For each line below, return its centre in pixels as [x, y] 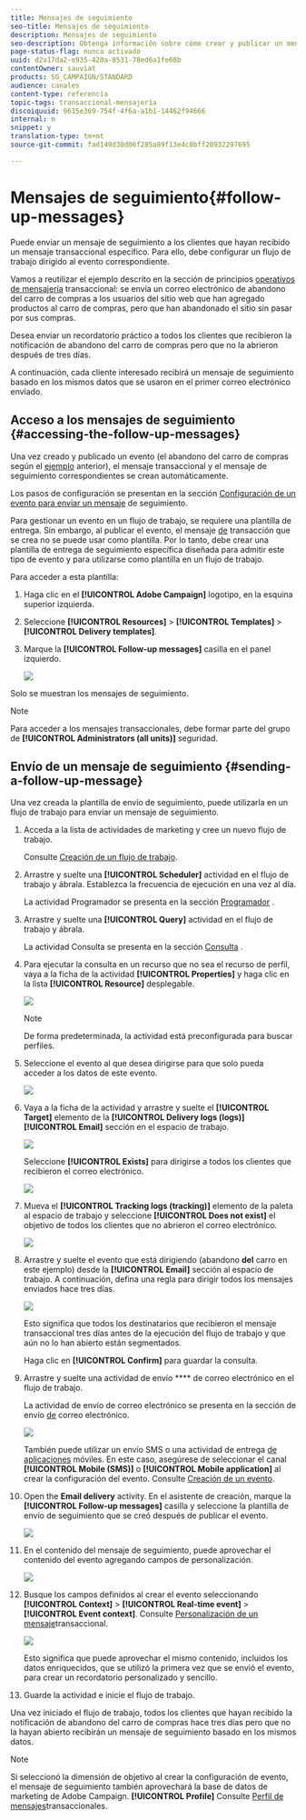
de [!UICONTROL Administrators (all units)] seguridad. [114, 738]
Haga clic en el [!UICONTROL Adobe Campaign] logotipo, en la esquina [158, 594]
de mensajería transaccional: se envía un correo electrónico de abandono [148, 288]
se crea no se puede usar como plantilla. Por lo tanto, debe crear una [139, 540]
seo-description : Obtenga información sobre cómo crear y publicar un [147, 43]
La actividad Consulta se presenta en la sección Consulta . [133, 947]
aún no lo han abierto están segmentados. [103, 1343]
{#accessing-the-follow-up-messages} [125, 434]
